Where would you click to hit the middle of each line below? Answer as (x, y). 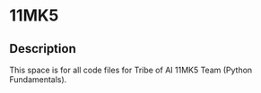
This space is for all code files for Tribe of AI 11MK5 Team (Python (131, 70)
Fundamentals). (38, 80)
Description (43, 49)
